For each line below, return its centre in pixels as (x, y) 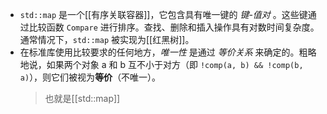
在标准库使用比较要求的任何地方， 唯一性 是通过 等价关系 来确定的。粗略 (168, 52)
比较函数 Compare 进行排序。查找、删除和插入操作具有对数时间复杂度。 (174, 27)
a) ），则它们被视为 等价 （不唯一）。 (90, 77)
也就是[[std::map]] (82, 98)
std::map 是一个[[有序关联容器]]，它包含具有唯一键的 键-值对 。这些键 (163, 14)
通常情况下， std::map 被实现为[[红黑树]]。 (107, 39)
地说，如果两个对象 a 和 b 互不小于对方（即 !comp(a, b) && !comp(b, (161, 64)
